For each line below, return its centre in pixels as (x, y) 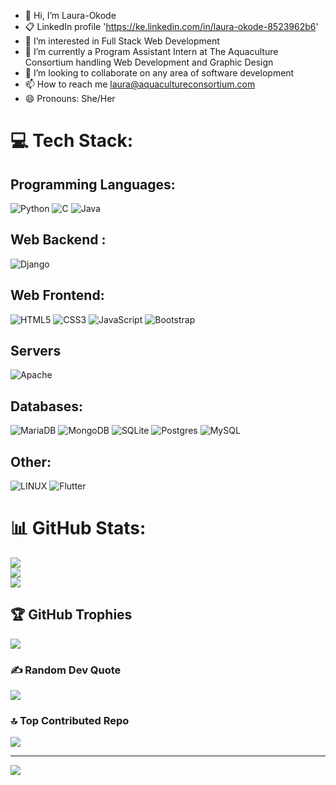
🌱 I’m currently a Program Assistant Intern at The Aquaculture (151, 51)
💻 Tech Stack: (72, 141)
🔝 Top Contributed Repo (70, 721)
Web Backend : (58, 240)
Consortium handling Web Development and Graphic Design (149, 62)
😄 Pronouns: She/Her (70, 98)
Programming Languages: (93, 184)
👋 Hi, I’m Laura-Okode (70, 15)
